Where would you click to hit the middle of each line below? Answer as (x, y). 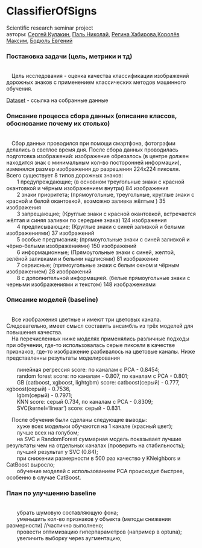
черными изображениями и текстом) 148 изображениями (81, 284)
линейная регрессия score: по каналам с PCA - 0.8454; (88, 369)
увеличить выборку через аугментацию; (69, 538)
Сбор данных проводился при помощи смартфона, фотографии (94, 143)
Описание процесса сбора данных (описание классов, (92, 116)
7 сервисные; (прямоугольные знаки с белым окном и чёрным (98, 265)
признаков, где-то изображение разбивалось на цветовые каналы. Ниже (101, 351)
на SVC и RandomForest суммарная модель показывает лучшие (99, 439)
